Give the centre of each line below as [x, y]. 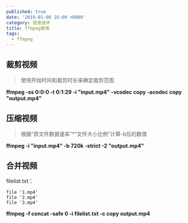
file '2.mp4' [22, 197]
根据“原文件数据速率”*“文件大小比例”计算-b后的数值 [84, 133]
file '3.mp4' [22, 203]
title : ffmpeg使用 [28, 28]
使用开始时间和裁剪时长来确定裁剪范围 [67, 80]
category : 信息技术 [28, 23]
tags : [13, 34]
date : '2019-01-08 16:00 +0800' [46, 17]
